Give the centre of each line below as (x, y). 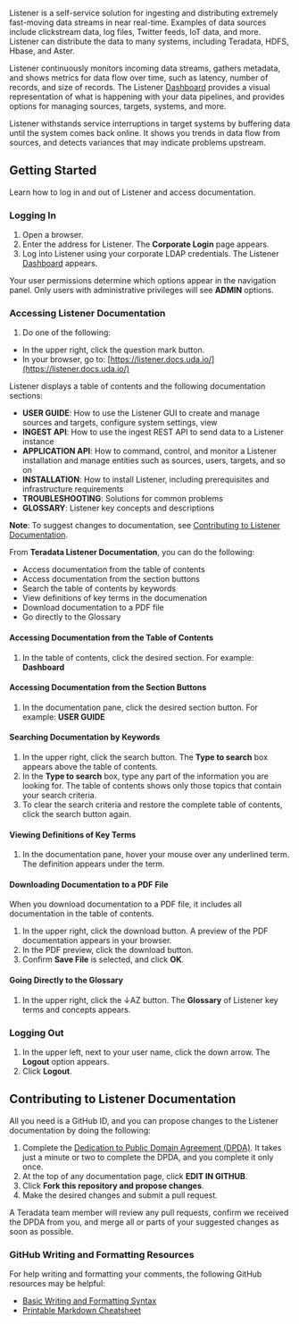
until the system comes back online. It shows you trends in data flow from (145, 133)
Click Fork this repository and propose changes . (113, 1185)
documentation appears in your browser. (97, 940)
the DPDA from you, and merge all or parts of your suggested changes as (144, 1222)
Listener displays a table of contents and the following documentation (137, 386)
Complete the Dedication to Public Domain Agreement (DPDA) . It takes (152, 1147)
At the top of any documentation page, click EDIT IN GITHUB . (135, 1176)
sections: (26, 396)
